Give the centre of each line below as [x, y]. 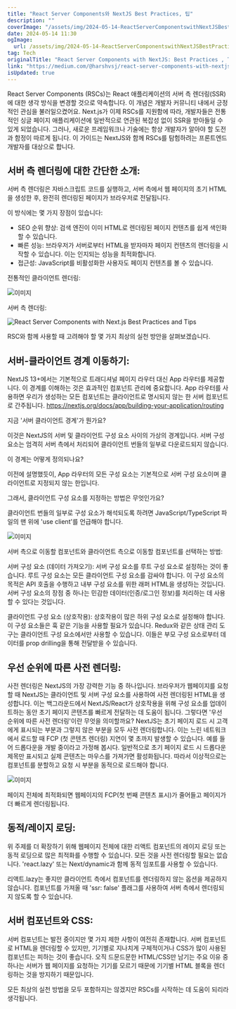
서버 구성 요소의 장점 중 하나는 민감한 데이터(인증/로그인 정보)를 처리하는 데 [110, 593]
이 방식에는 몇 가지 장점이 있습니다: [55, 213]
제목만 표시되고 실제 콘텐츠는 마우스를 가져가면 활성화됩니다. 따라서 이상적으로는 [117, 756]
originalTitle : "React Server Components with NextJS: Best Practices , [116, 60]
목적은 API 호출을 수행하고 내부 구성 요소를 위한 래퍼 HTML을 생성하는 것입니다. [117, 584]
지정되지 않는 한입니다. [68, 483]
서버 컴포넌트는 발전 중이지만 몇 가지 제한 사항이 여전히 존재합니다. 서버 [105, 939]
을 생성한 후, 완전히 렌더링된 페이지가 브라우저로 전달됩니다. [89, 198]
